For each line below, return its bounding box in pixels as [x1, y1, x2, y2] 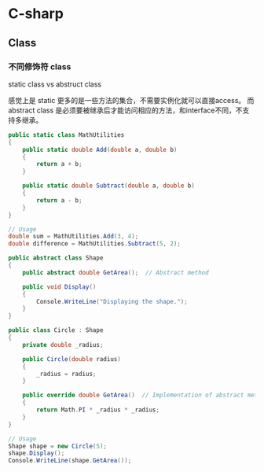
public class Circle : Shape [8, 326, 104, 334]
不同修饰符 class [8, 61, 71, 72]
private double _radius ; [22, 341, 104, 348]
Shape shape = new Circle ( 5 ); [8, 442, 108, 450]
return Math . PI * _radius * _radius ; [36, 406, 159, 414]
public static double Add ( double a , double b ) [22, 146, 178, 153]
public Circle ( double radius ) [22, 355, 122, 363]
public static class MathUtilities [8, 131, 125, 138]
